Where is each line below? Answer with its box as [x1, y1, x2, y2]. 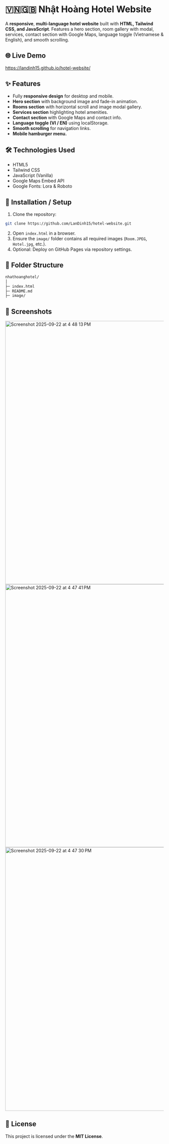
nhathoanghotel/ [5, 274, 39, 279]
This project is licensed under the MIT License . [5, 1133, 103, 1139]
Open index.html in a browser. [12, 230, 76, 236]
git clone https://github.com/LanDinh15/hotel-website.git [5, 221, 132, 226]
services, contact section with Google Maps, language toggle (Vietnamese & [5, 31, 164, 37]
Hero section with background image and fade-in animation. [12, 98, 138, 104]
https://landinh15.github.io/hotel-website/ [5, 65, 91, 71]
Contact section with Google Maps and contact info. [12, 114, 122, 120]
